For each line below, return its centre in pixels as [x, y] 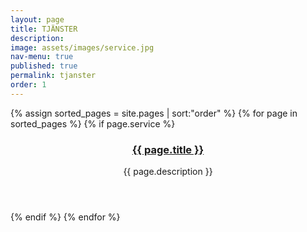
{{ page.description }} [168, 172]
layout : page [37, 19]
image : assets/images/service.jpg [82, 47]
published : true [44, 66]
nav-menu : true [42, 57]
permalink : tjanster [53, 76]
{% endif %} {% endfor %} [65, 217]
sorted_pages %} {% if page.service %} [93, 123]
